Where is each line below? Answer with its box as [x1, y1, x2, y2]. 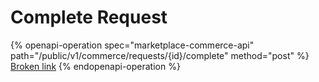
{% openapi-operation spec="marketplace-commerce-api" [10, 39, 255, 51]
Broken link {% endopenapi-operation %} [10, 60, 181, 72]
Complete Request [10, 6, 168, 29]
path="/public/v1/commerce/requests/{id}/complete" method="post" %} [10, 49, 310, 61]
